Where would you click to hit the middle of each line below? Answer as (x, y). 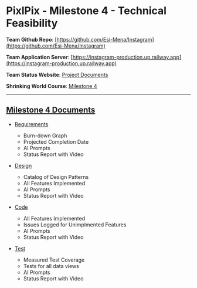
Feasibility (32, 23)
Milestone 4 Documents (51, 110)
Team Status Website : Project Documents (57, 74)
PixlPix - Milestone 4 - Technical (86, 11)
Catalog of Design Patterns (56, 177)
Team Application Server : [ (40, 57)
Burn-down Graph (45, 135)
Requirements (31, 124)
